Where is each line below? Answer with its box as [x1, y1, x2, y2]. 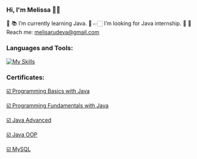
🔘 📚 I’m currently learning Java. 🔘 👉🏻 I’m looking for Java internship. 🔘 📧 [6, 20, 192, 27]
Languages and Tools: [6, 44, 73, 53]
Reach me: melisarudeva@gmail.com [6, 29, 99, 36]
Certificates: [6, 73, 45, 81]
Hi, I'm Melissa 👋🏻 [6, 6, 61, 14]
